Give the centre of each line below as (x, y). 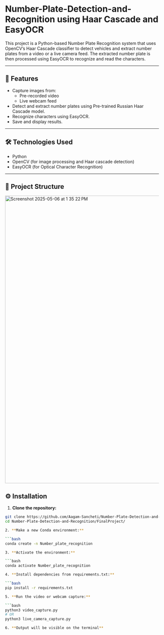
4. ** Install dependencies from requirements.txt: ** (60, 574)
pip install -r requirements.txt (39, 588)
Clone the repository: (34, 508)
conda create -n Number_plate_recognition (49, 543)
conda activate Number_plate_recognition (48, 566)
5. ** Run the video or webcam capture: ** (48, 596)
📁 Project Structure (35, 186)
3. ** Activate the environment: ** (40, 553)
